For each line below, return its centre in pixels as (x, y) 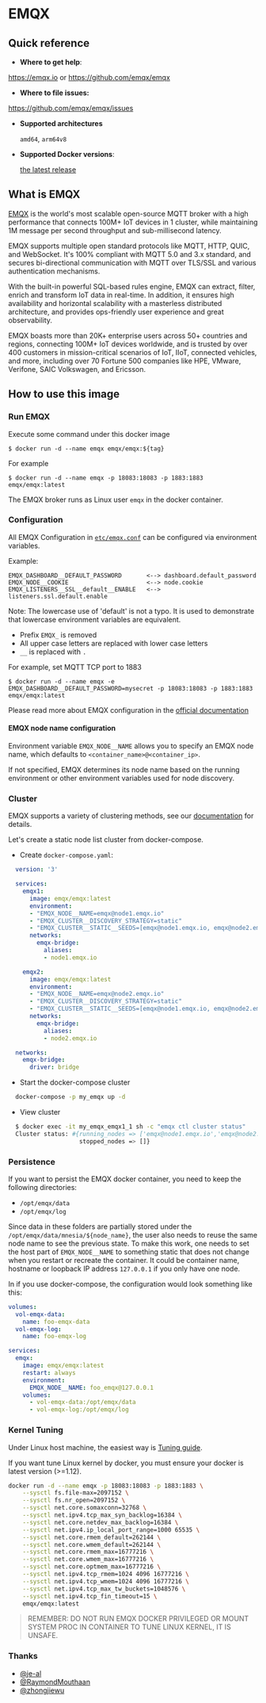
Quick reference (49, 43)
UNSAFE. (43, 1636)
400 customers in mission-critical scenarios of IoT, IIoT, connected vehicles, (133, 352)
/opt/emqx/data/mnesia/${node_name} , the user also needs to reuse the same (133, 1234)
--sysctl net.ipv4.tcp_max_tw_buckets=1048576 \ (104, 1589)
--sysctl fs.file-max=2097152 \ (76, 1493)
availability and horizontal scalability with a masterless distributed (115, 303)
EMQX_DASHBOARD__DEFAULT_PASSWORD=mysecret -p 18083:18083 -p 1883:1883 (131, 688)
